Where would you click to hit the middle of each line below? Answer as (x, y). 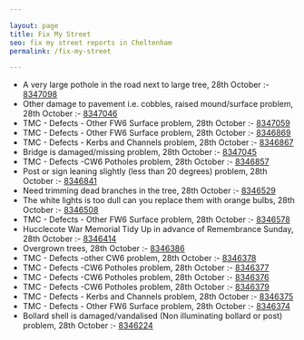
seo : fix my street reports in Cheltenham (91, 43)
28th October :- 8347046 (70, 113)
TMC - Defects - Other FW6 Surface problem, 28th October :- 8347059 (156, 123)
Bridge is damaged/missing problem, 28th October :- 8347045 (139, 152)
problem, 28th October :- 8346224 (88, 325)
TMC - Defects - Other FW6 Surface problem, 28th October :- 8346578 (156, 219)
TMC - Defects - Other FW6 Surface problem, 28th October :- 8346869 (157, 133)
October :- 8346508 (60, 210)
